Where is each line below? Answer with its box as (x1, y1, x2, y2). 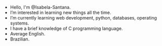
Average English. (10, 31, 46, 36)
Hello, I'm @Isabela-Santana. (10, 4, 71, 10)
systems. (10, 20, 29, 26)
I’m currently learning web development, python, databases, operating (10, 15, 157, 20)
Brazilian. (10, 36, 30, 42)
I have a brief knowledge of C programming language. (10, 25, 123, 31)
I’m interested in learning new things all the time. (10, 9, 111, 15)
